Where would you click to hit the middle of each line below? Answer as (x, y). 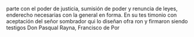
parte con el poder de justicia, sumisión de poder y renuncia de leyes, (92, 9)
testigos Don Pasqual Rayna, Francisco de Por (63, 27)
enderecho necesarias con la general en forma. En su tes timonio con (92, 15)
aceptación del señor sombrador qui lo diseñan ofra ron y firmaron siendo (97, 21)
